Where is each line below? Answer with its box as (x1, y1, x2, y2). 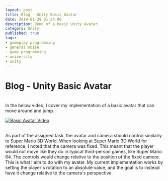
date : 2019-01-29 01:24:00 (5, 17, 62, 22)
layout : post (5, 7, 33, 13)
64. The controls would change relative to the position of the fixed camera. (5, 154, 160, 160)
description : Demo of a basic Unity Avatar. (5, 21, 100, 27)
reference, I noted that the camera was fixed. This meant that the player (5, 143, 154, 149)
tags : (5, 36, 17, 41)
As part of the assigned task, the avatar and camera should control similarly (5, 133, 162, 139)
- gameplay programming (5, 40, 55, 45)
